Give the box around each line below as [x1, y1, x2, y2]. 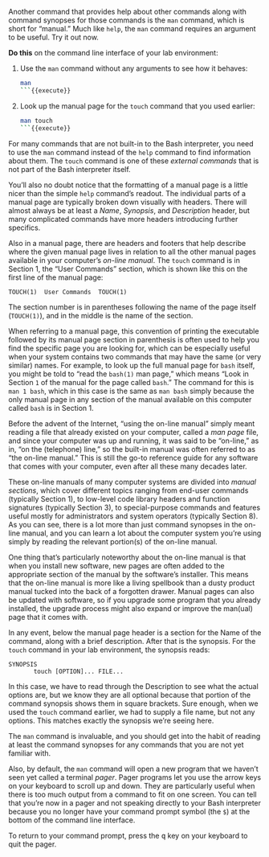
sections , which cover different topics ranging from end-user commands [8, 486, 249, 495]
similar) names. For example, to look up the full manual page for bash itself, [8, 360, 255, 370]
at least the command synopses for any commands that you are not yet [8, 740, 244, 749]
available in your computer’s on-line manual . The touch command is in [8, 255, 241, 264]
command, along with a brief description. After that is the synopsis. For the [8, 636, 256, 646]
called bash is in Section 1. [8, 403, 94, 412]
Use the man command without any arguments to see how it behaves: [19, 64, 248, 73]
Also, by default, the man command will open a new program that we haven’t [8, 764, 259, 773]
